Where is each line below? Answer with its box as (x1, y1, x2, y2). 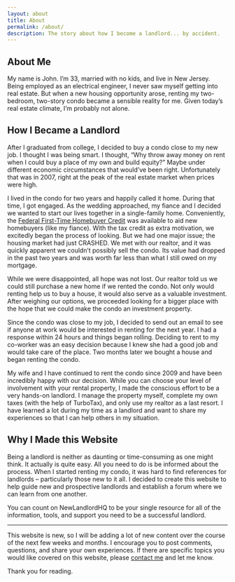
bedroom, (7, 97, 36, 105)
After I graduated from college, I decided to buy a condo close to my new (7, 143, 218, 151)
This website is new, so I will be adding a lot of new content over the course (7, 531, 226, 539)
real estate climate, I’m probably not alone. (7, 104, 130, 113)
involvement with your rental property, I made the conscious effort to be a (7, 384, 220, 392)
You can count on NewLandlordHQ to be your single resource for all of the (7, 503, 222, 512)
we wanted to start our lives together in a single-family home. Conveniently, (7, 208, 225, 217)
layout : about (7, 10, 49, 18)
